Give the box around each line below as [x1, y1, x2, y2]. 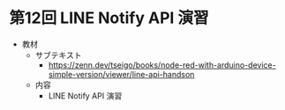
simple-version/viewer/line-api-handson [48, 69, 195, 79]
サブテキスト [34, 49, 82, 60]
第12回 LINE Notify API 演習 [9, 8, 209, 28]
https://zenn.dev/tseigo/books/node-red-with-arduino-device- [48, 59, 276, 70]
